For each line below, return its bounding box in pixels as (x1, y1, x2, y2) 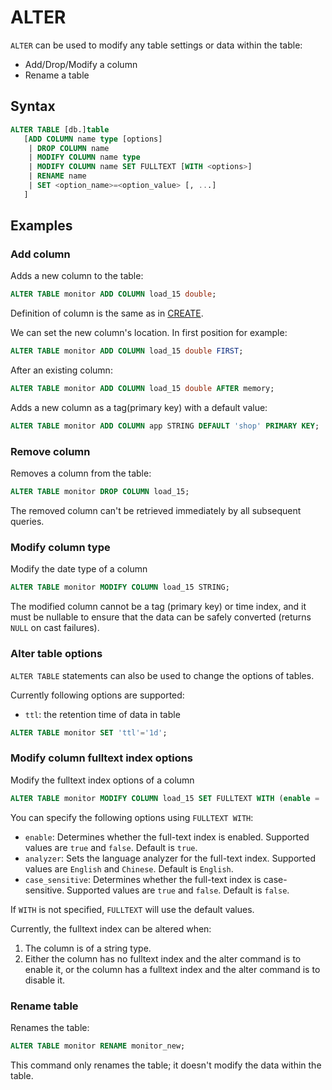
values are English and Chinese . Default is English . (24, 862, 234, 875)
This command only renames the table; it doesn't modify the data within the (10, 1059, 322, 1071)
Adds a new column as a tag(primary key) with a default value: (10, 402, 268, 414)
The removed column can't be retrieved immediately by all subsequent (10, 505, 302, 517)
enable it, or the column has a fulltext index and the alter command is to (24, 963, 321, 975)
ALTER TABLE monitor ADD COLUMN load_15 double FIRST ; (10, 346, 244, 356)
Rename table (10, 999, 79, 1013)
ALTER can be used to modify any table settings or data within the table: (10, 39, 303, 51)
